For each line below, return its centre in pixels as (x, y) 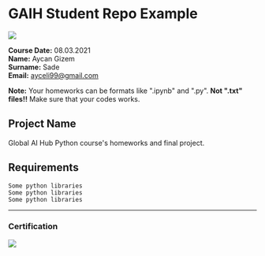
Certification (33, 227)
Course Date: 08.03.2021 (49, 50)
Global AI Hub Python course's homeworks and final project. (106, 143)
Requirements (43, 167)
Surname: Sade (34, 67)
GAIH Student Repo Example (103, 14)
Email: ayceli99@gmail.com (53, 75)
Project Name (42, 124)
